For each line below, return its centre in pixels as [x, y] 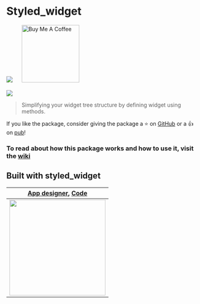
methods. [33, 111]
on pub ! [16, 132]
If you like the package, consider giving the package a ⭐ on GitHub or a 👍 [100, 123]
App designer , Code [57, 193]
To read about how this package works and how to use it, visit [100, 148]
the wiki [18, 156]
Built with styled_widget [54, 176]
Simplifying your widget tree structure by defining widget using [101, 105]
